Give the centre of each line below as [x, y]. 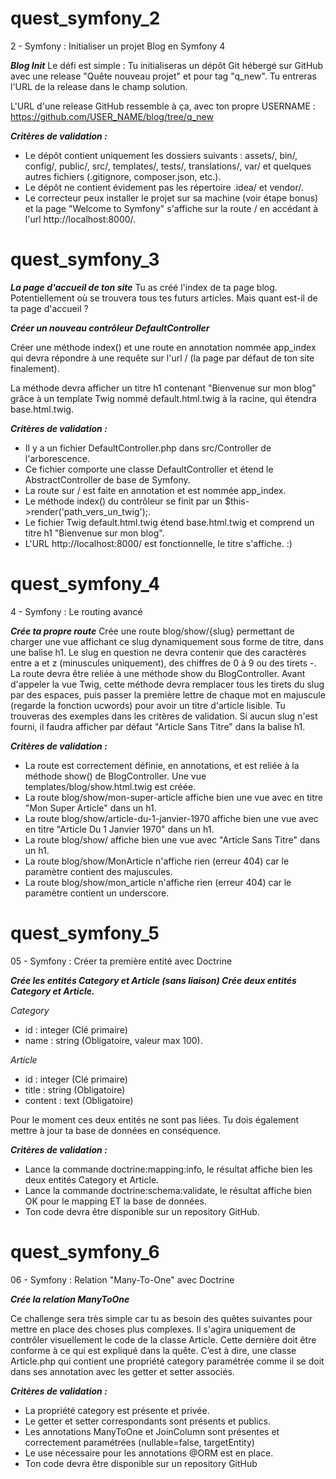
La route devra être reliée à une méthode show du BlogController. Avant [158, 673]
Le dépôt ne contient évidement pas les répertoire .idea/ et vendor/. [164, 187]
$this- [237, 501]
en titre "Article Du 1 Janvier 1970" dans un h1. [119, 829]
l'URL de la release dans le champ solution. [99, 86]
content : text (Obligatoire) [79, 1100]
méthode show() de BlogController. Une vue [115, 776]
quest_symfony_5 [85, 933]
